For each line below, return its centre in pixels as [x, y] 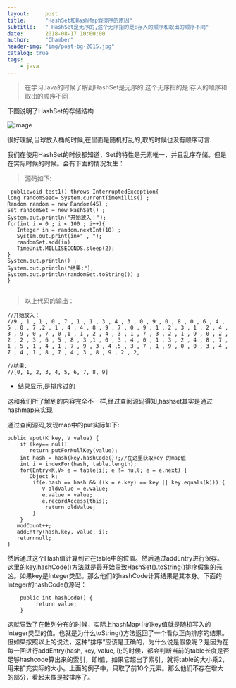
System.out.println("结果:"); [50, 268]
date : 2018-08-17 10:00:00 [56, 33]
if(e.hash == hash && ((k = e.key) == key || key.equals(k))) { [129, 482]
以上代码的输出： [49, 301]
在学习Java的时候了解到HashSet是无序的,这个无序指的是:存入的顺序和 [126, 87]
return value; [56, 604]
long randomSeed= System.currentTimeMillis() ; [79, 198]
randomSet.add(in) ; [47, 242]
